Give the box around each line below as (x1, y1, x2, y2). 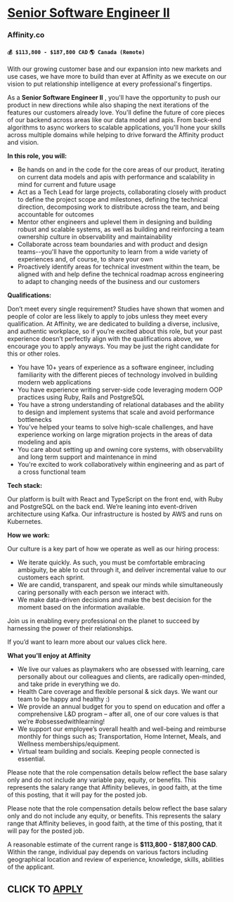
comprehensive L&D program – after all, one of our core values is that (17, 710, 219, 719)
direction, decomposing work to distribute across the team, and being (17, 202, 220, 212)
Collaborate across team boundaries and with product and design (17, 240, 208, 249)
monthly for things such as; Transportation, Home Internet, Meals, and (17, 733, 221, 741)
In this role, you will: (7, 152, 67, 160)
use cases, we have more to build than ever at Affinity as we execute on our (7, 72, 227, 81)
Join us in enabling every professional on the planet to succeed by (7, 617, 200, 625)
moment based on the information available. (17, 603, 145, 612)
